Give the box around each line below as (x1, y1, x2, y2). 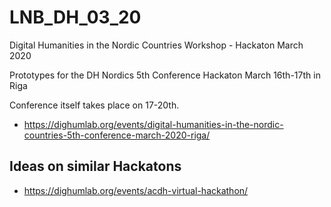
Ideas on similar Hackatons (9, 158, 182, 175)
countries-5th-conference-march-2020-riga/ (23, 129, 211, 141)
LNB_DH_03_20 (9, 6, 142, 29)
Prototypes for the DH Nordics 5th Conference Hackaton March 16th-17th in (9, 69, 321, 81)
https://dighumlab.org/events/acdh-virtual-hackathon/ (23, 184, 249, 196)
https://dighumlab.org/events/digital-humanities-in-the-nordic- (23, 118, 284, 130)
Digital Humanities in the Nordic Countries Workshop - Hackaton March (9, 39, 304, 51)
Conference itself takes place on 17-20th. (9, 99, 180, 111)
